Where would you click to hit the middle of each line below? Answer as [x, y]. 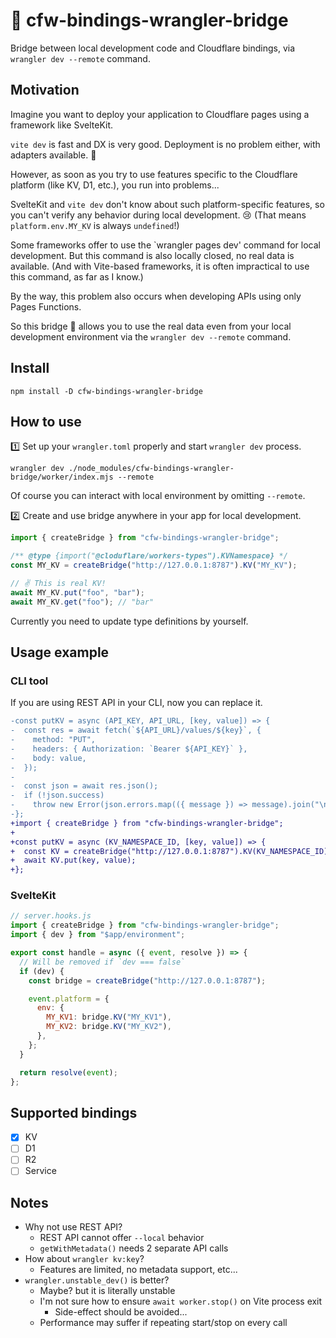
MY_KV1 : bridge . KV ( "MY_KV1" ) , [109, 1017]
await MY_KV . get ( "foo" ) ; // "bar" [82, 602]
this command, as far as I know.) [77, 276]
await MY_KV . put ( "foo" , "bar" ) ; [77, 592]
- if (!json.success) [57, 795]
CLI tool [29, 681]
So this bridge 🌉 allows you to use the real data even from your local [151, 326]
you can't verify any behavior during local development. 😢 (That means [158, 215]
